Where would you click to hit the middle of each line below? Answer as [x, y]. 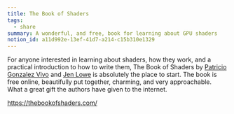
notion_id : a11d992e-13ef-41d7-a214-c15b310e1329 [81, 40]
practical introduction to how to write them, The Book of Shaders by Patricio [117, 67]
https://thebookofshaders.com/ [53, 103]
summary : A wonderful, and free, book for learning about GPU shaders [112, 33]
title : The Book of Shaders [48, 14]
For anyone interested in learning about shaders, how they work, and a [109, 59]
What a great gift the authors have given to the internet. [87, 90]
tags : [15, 20]
